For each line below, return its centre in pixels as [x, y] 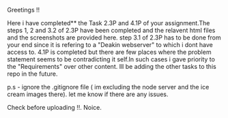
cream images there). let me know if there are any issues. [88, 94]
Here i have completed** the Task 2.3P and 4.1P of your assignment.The [109, 23]
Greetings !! [24, 10]
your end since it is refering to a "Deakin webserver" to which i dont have [110, 45]
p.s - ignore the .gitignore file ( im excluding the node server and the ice [108, 87]
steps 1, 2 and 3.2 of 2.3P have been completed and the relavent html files [111, 30]
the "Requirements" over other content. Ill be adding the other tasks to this [112, 67]
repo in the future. [32, 74]
